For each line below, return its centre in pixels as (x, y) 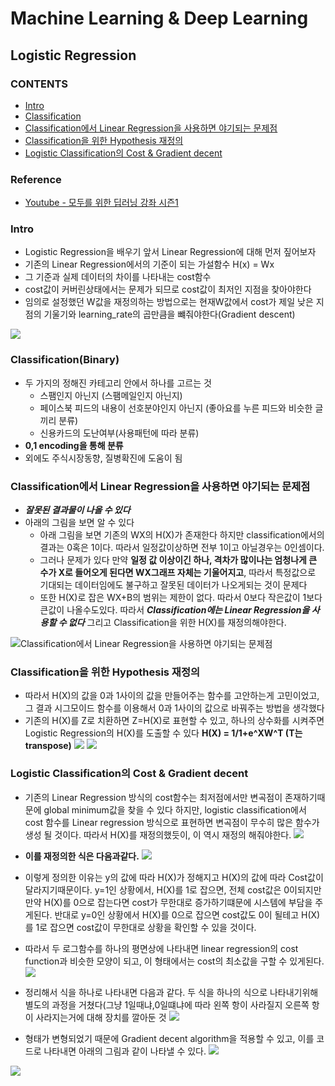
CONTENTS (39, 84)
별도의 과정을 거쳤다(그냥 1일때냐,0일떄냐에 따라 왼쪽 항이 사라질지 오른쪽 (167, 1004)
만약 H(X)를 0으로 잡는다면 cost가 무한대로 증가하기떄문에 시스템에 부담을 (168, 902)
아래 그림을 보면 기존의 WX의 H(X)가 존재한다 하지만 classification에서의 (182, 535)
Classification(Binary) (65, 360)
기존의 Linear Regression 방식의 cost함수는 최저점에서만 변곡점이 (153, 797)
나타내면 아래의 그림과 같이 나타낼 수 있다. (125, 1051)
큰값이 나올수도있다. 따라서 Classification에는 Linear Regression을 (174, 610)
